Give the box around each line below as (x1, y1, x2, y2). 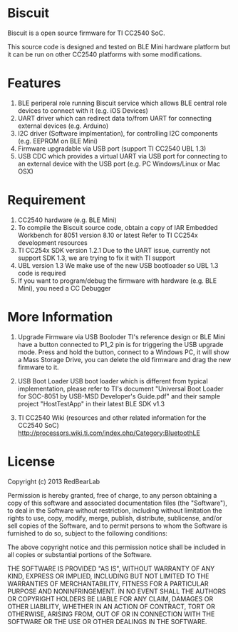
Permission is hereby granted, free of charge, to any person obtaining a (7, 491, 217, 499)
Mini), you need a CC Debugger (17, 284, 111, 292)
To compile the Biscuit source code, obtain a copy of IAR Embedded (17, 223, 219, 231)
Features (7, 75, 61, 91)
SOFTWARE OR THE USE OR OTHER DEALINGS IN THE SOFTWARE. (7, 617, 207, 626)
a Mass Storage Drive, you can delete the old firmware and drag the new (17, 355, 232, 363)
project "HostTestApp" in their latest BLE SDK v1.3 (17, 399, 165, 408)
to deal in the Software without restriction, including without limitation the (7, 506, 222, 515)
